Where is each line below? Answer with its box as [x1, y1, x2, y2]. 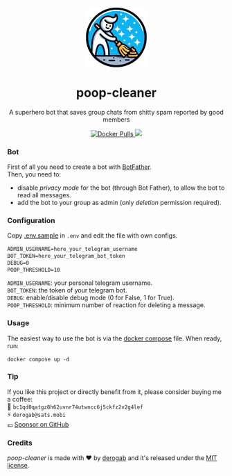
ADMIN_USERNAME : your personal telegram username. [7, 279, 152, 287]
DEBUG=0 [7, 260, 30, 267]
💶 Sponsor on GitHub [7, 420, 69, 428]
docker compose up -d [7, 356, 70, 363]
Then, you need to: [7, 170, 61, 178]
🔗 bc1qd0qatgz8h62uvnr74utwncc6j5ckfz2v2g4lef [7, 402, 143, 411]
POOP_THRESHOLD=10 [7, 267, 60, 274]
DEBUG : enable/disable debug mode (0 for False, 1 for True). [7, 293, 175, 302]
